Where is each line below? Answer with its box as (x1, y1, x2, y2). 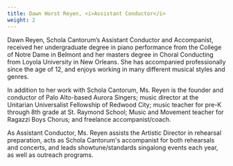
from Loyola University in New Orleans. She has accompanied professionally (7, 57, 227, 66)
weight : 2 (7, 17, 36, 24)
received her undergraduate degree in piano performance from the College (7, 43, 222, 51)
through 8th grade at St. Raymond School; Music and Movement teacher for (7, 108, 224, 116)
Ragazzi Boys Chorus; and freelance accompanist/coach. (7, 115, 171, 123)
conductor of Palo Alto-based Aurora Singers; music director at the (7, 93, 199, 101)
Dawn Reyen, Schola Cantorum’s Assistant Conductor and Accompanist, (7, 35, 214, 44)
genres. (7, 72, 29, 80)
